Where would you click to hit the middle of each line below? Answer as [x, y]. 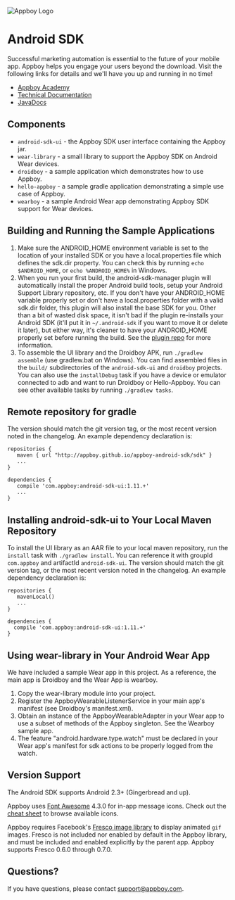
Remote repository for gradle [72, 412]
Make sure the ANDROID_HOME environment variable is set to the [113, 248]
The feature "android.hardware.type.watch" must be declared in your [118, 738]
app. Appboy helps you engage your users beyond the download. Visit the [115, 66]
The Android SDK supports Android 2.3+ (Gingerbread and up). [99, 792]
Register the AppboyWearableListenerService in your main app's [111, 701]
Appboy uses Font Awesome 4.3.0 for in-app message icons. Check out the [117, 806]
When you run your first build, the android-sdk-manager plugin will [114, 277]
